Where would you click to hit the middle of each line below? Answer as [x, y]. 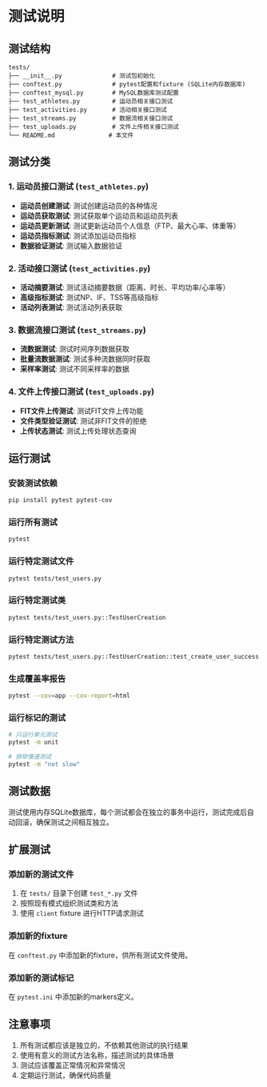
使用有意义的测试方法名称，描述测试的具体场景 [97, 1055]
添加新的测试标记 [41, 977]
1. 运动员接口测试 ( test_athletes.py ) [79, 187]
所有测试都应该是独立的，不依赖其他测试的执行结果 [104, 1045]
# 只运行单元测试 [33, 735]
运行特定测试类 [37, 600]
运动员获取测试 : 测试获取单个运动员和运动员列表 [99, 215]
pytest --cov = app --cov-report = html [69, 696]
